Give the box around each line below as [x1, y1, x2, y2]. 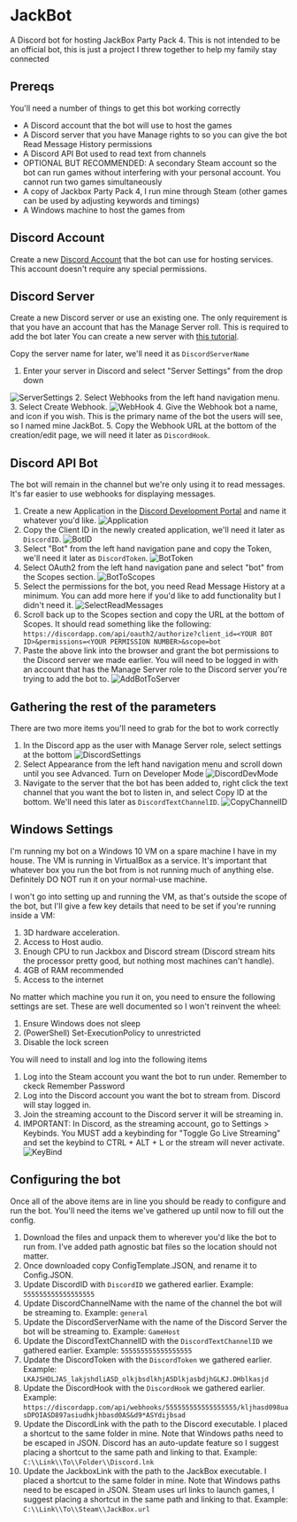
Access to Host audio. [22, 936, 104, 947]
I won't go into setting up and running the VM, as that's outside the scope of [10, 891, 288, 901]
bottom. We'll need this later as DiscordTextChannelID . [22, 797, 220, 807]
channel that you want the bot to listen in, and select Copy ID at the [22, 787, 268, 798]
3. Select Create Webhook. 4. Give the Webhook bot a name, [10, 402, 278, 412]
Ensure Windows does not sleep [22, 1018, 141, 1028]
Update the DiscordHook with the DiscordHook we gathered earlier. [22, 1382, 266, 1393]
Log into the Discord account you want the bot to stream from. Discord [22, 1089, 281, 1100]
